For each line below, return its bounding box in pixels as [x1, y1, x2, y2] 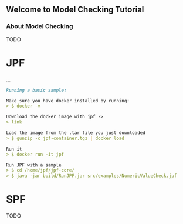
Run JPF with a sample [6, 162, 62, 168]
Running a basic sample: [6, 87, 67, 93]
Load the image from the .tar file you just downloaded [6, 130, 145, 136]
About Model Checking [6, 22, 73, 31]
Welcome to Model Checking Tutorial [6, 5, 144, 15]
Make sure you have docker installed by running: [6, 98, 130, 103]
